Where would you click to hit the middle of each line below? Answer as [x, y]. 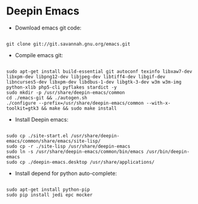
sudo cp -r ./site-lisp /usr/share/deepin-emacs [68, 146]
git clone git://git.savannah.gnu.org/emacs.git [68, 44]
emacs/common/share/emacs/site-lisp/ [54, 141]
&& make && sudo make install [79, 108]
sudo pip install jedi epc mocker [50, 195]
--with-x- [159, 103]
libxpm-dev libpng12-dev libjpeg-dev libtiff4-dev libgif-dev [86, 76]
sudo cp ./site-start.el [37, 136]
